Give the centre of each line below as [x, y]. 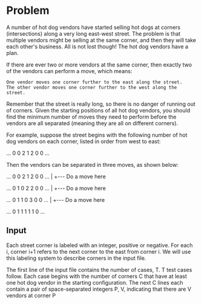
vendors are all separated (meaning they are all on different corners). [92, 123]
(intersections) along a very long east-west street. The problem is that [93, 33]
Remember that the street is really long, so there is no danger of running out [101, 104]
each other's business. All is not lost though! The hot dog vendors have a [97, 47]
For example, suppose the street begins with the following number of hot [97, 135]
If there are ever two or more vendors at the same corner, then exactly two [99, 65]
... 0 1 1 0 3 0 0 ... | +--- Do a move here [56, 199]
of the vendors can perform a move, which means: [69, 71]
